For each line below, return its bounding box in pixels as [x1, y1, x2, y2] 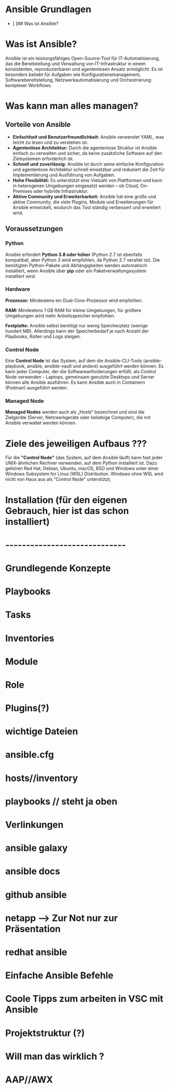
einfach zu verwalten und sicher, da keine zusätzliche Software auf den [12, 150, 162, 156]
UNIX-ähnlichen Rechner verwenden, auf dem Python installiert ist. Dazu [5, 460, 157, 466]
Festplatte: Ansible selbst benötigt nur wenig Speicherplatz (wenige [5, 322, 148, 328]
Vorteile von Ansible [5, 120, 71, 129]
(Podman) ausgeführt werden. [5, 385, 69, 391]
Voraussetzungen [5, 224, 63, 233]
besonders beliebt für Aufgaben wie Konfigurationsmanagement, [5, 71, 141, 77]
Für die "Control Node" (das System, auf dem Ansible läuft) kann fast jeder [5, 455, 163, 461]
